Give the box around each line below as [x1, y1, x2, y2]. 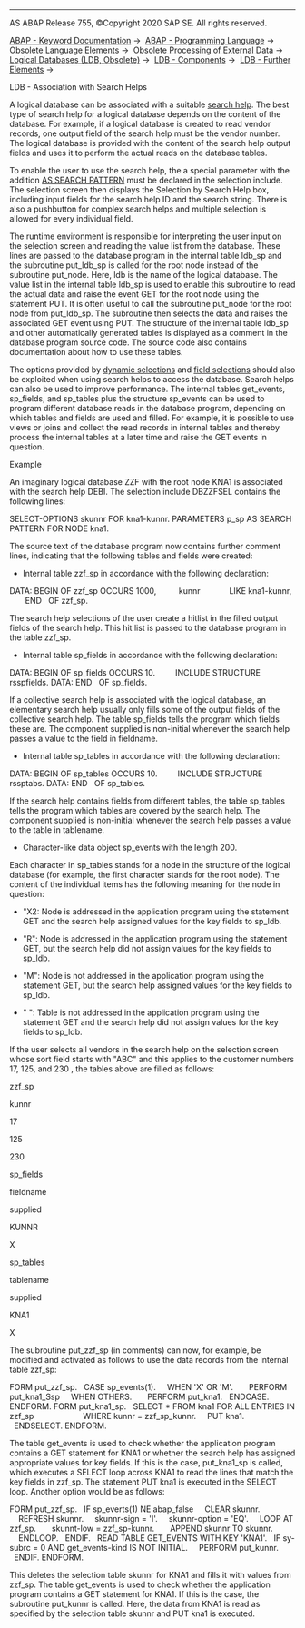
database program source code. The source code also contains [9, 337, 248, 348]
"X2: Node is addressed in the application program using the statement [22, 906, 289, 917]
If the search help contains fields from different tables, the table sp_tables [9, 795, 286, 806]
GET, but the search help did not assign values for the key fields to [22, 943, 272, 953]
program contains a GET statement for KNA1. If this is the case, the [9, 1589, 260, 1599]
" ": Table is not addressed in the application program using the [22, 1007, 260, 1018]
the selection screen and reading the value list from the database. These [9, 241, 281, 251]
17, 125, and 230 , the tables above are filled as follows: [9, 1063, 215, 1074]
